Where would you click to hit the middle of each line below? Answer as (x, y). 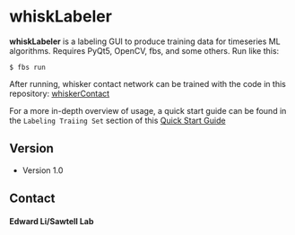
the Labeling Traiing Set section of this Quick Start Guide (117, 120)
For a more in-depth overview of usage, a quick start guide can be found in (148, 110)
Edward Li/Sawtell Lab (52, 221)
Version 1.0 (43, 170)
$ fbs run (28, 67)
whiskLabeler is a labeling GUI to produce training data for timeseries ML (145, 41)
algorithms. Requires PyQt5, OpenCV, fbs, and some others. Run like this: (144, 50)
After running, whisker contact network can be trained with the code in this (148, 83)
